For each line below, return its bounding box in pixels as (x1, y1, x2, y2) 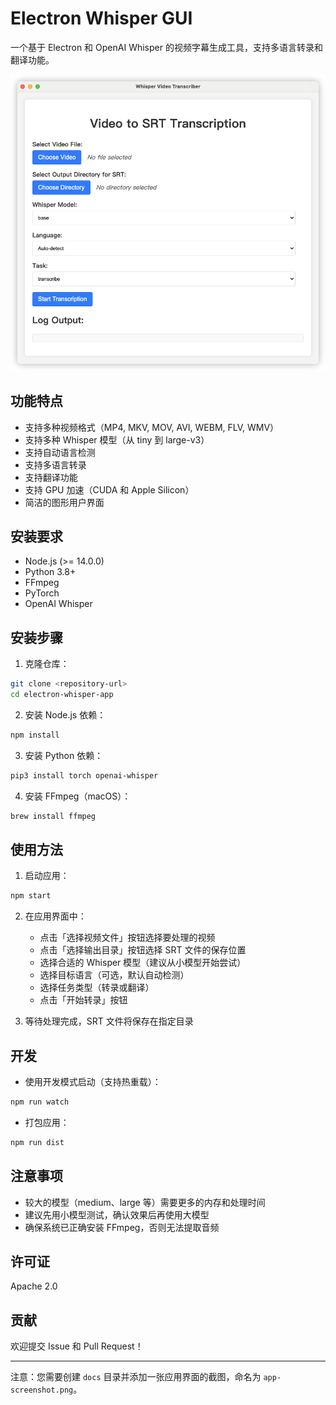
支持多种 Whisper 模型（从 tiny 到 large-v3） (24, 433, 210, 446)
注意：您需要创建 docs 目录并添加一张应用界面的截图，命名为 (10, 1371, 262, 1383)
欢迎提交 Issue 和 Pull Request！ (10, 1340, 144, 1352)
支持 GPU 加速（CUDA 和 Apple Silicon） (24, 483, 195, 496)
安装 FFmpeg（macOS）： (24, 790, 132, 802)
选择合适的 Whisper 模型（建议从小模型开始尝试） (39, 957, 247, 969)
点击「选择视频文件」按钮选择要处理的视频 (39, 932, 216, 944)
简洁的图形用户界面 (24, 496, 105, 508)
